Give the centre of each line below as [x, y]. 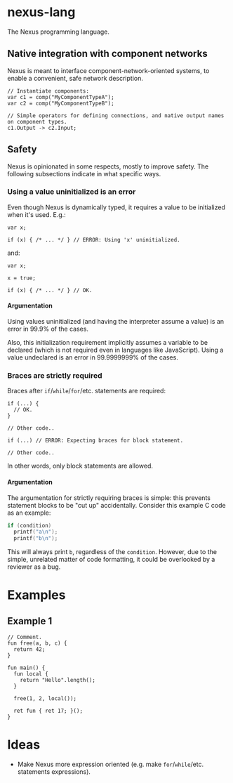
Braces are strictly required [55, 375]
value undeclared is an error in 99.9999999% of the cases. [93, 357]
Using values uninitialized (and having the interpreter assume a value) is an [116, 322]
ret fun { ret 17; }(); [48, 711]
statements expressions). [54, 772]
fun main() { [26, 668]
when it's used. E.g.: [37, 214]
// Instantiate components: [48, 91]
